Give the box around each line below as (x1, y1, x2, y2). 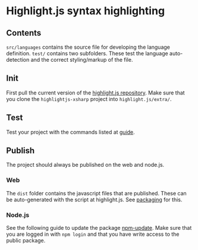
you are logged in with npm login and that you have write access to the (6, 230, 180, 238)
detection (6, 56, 30, 63)
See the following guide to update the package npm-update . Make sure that (6, 224, 192, 232)
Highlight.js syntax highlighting (6, 4, 165, 18)
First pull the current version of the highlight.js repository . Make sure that (6, 89, 186, 96)
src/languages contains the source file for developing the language (6, 43, 171, 50)
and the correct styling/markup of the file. (30, 56, 133, 63)
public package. (6, 237, 46, 244)
